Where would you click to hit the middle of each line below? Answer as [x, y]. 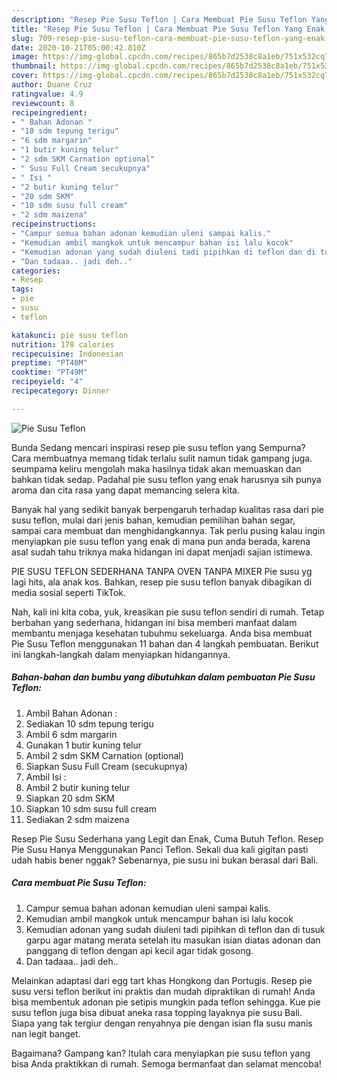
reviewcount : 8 [43, 103]
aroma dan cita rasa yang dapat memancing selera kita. [125, 490]
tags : [22, 289]
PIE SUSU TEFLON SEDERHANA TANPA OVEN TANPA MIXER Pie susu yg [162, 571]
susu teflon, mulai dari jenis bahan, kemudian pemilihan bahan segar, [153, 520]
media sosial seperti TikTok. [68, 592]
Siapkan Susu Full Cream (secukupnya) [106, 766]
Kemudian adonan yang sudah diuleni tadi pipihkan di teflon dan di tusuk [175, 929]
